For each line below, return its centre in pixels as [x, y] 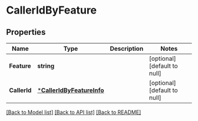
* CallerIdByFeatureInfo [71, 90]
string [46, 66]
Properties [26, 32]
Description [127, 49]
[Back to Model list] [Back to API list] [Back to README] [74, 112]
